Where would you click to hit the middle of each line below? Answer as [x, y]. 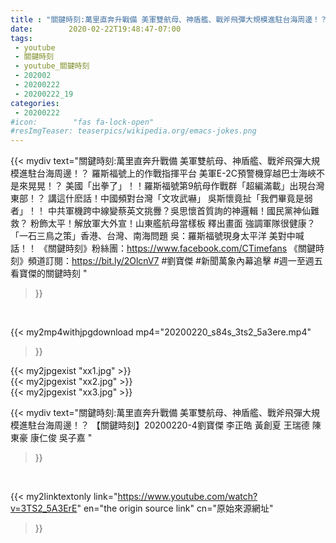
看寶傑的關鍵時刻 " [49, 273]
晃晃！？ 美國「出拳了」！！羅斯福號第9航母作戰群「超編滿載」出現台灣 [176, 186]
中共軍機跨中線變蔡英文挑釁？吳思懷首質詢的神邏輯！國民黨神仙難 [183, 211]
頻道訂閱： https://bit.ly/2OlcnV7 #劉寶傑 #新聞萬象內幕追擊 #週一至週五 [175, 261]
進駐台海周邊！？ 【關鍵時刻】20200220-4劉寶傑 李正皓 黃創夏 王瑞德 [164, 425]
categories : [35, 103]
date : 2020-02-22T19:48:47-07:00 [96, 29]
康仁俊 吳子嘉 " [61, 438]
